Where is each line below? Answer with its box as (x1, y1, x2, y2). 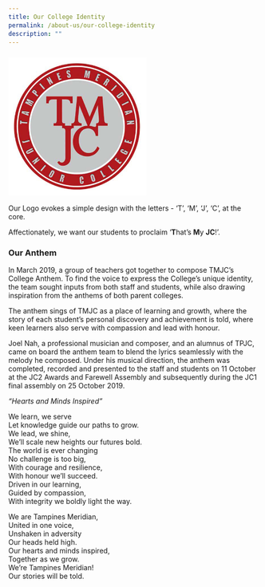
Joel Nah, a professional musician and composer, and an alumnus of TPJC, (8, 339, 255, 349)
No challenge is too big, (8, 455, 86, 464)
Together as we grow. (8, 554, 80, 564)
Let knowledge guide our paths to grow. (8, 420, 140, 430)
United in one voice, (8, 521, 74, 530)
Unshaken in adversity (8, 529, 82, 538)
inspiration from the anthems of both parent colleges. (8, 291, 184, 301)
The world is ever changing (8, 446, 98, 455)
